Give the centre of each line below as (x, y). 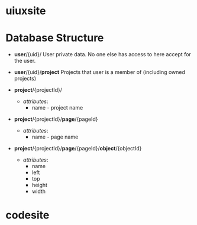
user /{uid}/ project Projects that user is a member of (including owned (100, 72)
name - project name (57, 108)
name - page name (55, 137)
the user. (25, 61)
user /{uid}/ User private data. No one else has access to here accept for (103, 54)
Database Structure (55, 38)
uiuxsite (26, 11)
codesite (28, 215)
